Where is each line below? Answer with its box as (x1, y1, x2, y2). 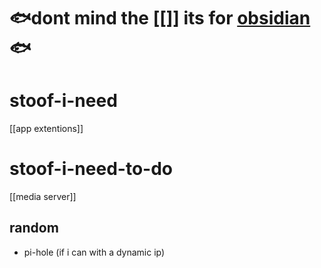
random (9, 220, 59, 237)
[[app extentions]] (9, 123, 84, 135)
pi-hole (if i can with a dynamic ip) (23, 246, 166, 258)
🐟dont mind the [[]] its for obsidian (9, 7, 311, 30)
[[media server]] (9, 191, 77, 203)
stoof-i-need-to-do (9, 158, 173, 180)
